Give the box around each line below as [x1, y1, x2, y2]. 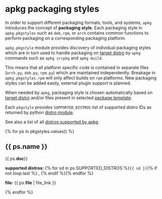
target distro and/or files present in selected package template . [5, 94, 133, 101]
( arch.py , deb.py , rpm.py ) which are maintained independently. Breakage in [5, 69, 156, 75]
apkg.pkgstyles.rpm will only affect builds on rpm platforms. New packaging [5, 75, 157, 81]
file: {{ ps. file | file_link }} [5, 179, 56, 185]
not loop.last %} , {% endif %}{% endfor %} [5, 170, 94, 176]
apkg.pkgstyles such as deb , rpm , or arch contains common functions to [5, 30, 149, 36]
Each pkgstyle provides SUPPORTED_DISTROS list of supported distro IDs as [5, 104, 152, 110]
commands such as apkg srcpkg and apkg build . [5, 55, 103, 61]
